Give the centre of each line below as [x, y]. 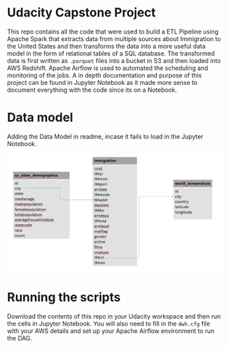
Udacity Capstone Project [82, 13]
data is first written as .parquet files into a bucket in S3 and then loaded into [114, 60]
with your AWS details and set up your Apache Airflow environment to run [111, 331]
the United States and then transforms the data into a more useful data [106, 46]
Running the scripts [64, 298]
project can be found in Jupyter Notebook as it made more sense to [102, 82]
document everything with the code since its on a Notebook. [92, 90]
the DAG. [20, 338]
